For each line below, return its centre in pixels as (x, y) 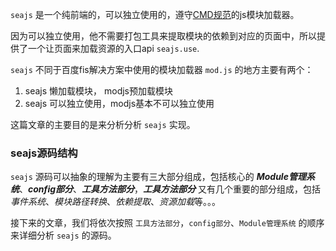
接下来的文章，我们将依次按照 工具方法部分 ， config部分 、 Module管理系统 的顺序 (167, 223)
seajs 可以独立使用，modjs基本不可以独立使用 (119, 103)
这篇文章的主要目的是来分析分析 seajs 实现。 (103, 124)
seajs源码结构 (44, 153)
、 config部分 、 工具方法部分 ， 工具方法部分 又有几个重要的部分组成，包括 (170, 189)
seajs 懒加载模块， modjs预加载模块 (99, 91)
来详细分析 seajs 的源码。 (63, 235)
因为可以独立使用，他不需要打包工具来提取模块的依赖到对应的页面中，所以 (163, 36)
